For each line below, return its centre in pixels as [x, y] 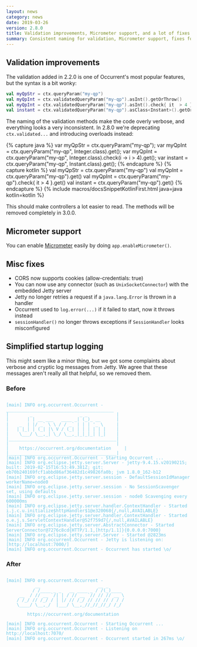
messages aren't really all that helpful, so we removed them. [79, 373]
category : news [25, 17]
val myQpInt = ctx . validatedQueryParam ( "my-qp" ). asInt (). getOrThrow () [94, 99]
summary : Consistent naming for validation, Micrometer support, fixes [95, 39]
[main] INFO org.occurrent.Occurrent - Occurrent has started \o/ [89, 549]
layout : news [22, 11]
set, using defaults [31, 491]
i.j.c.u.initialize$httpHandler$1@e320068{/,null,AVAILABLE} [82, 511]
